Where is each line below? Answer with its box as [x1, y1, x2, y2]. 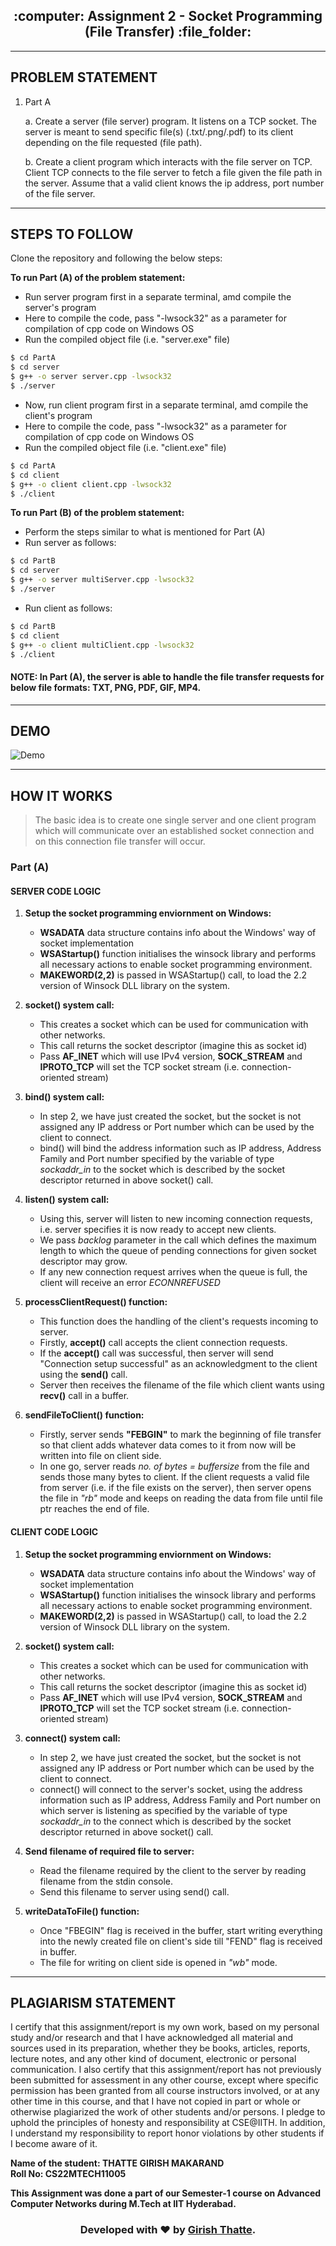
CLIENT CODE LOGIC [10, 1525, 99, 1538]
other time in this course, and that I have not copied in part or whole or [10, 2095, 302, 2108]
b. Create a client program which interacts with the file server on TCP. [24, 155, 313, 168]
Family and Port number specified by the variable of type [39, 1153, 275, 1165]
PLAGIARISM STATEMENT [10, 1994, 177, 2011]
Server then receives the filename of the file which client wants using [39, 1379, 325, 1391]
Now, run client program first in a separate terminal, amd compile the [24, 399, 309, 411]
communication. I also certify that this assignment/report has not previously [10, 2064, 322, 2076]
